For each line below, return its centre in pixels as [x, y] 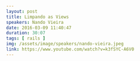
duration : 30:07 [26, 33]
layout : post [22, 11]
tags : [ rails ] [26, 38]
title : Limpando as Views [37, 17]
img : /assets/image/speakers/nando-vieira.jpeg [65, 44]
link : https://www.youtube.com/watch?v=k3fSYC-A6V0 [70, 49]
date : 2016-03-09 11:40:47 [39, 28]
